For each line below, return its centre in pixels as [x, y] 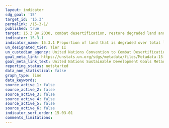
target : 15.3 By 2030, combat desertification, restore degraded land [81, 33]
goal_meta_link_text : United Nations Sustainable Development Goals [78, 61]
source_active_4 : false [30, 99]
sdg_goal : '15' [21, 15]
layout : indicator [24, 10]
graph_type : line [23, 76]
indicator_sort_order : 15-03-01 [39, 113]
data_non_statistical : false [36, 71]
